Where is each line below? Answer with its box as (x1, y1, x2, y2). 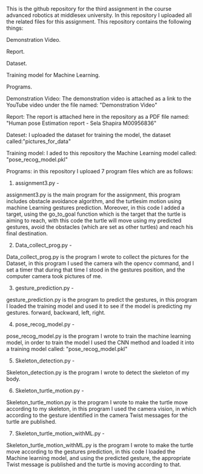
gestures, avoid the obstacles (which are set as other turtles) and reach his (6, 224, 194, 230)
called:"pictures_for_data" (6, 138, 72, 145)
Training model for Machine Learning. (6, 72, 100, 78)
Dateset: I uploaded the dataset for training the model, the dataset (6, 132, 171, 138)
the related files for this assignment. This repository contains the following (6, 18, 192, 25)
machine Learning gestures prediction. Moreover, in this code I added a (6, 204, 185, 211)
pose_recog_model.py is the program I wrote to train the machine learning (6, 333, 191, 339)
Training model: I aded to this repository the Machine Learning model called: (6, 150, 197, 156)
